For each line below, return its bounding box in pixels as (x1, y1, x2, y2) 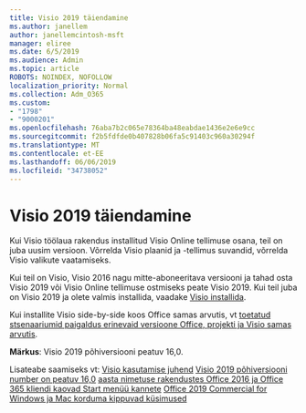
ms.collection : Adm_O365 (9, 89, 104, 98)
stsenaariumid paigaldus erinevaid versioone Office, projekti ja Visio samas (9, 319, 292, 330)
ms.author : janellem (9, 22, 89, 31)
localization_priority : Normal (9, 81, 129, 90)
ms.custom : (9, 98, 51, 108)
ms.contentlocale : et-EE (9, 149, 104, 158)
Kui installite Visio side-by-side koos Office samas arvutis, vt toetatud (9, 309, 271, 320)
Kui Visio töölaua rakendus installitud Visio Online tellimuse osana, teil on (9, 235, 283, 246)
